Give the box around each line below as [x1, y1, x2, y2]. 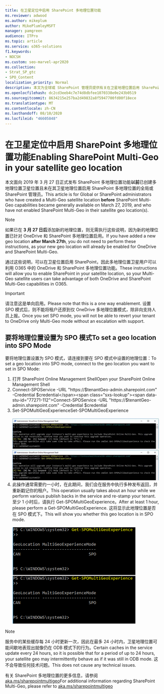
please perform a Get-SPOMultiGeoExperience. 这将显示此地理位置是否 [12, 505, 156, 511]
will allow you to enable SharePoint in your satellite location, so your [5, 270, 142, 276]
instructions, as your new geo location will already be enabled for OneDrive [5, 244, 157, 249]
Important [5, 290, 25, 296]
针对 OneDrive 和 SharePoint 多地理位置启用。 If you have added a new [13, 233, 156, 239]
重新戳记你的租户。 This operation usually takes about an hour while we [12, 487, 156, 493]
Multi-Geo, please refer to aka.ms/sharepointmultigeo [5, 683, 113, 689]
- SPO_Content [5, 75, 34, 80]
